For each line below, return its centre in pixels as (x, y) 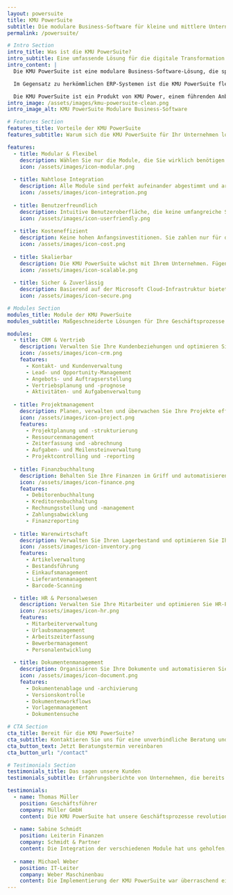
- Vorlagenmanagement (57, 708)
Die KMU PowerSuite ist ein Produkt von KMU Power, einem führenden (114, 97)
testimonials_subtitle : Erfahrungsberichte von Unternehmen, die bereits (116, 778)
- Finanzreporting (52, 521)
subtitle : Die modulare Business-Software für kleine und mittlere (107, 26)
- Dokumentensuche (52, 714)
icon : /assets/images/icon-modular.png (77, 167)
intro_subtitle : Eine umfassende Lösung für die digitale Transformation (116, 59)
